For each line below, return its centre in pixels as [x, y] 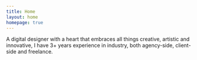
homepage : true [25, 22]
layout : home [22, 17]
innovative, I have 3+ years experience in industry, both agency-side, [90, 45]
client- [183, 45]
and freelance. [35, 52]
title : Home [21, 11]
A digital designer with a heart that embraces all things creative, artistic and [98, 39]
